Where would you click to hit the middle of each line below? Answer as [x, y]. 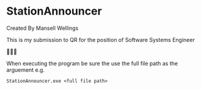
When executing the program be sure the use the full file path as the [92, 63]
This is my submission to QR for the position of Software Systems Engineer [101, 40]
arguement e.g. [25, 70]
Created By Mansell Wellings [42, 28]
